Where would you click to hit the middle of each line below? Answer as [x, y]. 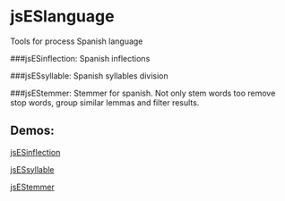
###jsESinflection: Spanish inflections [80, 58]
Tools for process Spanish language [77, 41]
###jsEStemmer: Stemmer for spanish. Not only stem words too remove [143, 93]
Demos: [32, 131]
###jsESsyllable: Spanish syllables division [89, 75]
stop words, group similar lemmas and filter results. [105, 102]
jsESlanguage [62, 17]
